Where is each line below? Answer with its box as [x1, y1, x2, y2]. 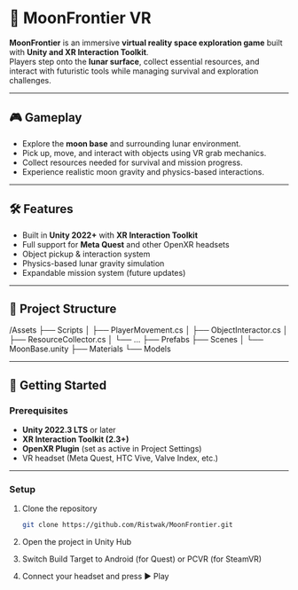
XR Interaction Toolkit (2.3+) [21, 434, 129, 444]
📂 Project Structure [9, 301, 117, 316]
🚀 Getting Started [9, 377, 107, 393]
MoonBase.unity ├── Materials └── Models [9, 343, 171, 354]
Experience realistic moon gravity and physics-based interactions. [21, 166, 264, 177]
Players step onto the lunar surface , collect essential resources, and [9, 56, 260, 67]
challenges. [9, 75, 51, 85]
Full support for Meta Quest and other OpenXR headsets [21, 239, 230, 249]
